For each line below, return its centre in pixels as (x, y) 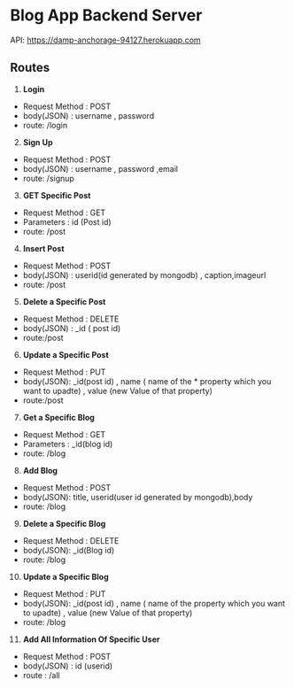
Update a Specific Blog (66, 576)
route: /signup (48, 178)
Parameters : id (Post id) (67, 221)
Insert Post (43, 248)
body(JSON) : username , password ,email (101, 168)
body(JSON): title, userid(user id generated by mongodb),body (138, 497)
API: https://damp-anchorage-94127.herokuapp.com (106, 40)
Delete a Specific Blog (64, 523)
